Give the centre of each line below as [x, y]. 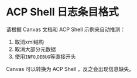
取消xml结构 [29, 42]
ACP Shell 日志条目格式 [62, 12]
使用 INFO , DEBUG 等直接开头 [45, 56]
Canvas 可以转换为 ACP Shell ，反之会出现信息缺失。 [70, 69]
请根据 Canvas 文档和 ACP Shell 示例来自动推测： [66, 29]
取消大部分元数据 [35, 49]
